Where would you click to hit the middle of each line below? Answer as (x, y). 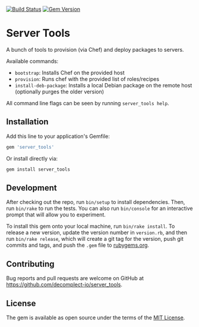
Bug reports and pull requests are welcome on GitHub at (75, 278)
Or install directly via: (32, 158)
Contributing (30, 264)
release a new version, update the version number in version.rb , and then (97, 232)
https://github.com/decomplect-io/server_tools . (64, 285)
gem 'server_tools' (30, 147)
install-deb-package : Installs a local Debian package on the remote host (103, 85)
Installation (27, 122)
